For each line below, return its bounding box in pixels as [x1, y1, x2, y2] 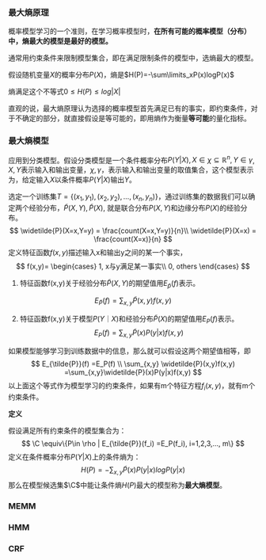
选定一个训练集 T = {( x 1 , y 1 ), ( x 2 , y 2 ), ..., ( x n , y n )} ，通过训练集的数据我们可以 [8, 192, 249, 204]
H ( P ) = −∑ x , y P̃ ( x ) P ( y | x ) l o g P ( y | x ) [80, 465, 186, 476]
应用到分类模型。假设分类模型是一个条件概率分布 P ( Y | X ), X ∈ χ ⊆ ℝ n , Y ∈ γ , [8, 154, 255, 165]
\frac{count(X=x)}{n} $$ [93, 234, 173, 244]
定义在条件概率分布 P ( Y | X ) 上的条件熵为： [8, 452, 141, 462]
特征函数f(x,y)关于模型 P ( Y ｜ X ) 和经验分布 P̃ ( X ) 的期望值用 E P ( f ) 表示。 [19, 314, 239, 326]
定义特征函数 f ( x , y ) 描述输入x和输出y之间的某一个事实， [8, 248, 188, 257]
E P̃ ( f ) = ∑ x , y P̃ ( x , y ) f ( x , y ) [94, 295, 172, 307]
